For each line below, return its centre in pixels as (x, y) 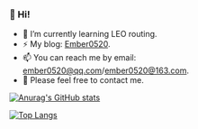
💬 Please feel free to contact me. (83, 80)
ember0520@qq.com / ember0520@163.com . (106, 70)
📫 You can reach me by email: (79, 58)
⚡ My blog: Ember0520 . (66, 44)
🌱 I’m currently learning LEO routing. (90, 34)
